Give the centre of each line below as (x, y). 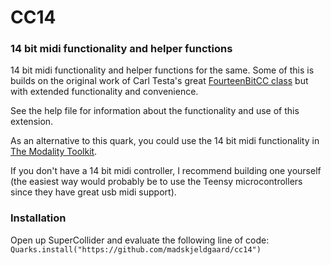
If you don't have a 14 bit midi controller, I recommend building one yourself (166, 171)
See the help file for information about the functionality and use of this (155, 111)
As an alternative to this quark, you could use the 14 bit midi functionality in (165, 141)
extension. (32, 122)
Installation (38, 218)
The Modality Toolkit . (54, 152)
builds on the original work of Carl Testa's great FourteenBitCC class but (159, 81)
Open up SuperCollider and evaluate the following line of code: (140, 240)
